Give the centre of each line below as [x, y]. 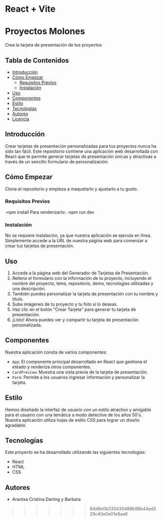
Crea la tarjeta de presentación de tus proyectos [54, 45]
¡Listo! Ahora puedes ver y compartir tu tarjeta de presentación [75, 319]
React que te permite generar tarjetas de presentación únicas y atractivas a [81, 156]
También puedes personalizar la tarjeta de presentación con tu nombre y [85, 294]
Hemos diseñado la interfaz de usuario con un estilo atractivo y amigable [78, 409]
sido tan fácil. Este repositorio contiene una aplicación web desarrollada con [81, 151]
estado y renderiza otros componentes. [52, 367]
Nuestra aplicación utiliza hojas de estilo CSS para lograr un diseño [72, 420]
